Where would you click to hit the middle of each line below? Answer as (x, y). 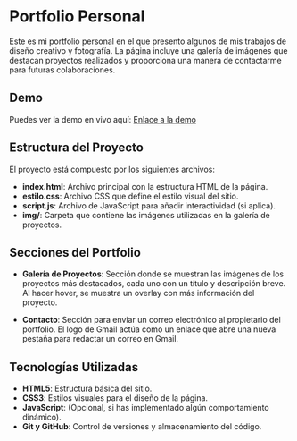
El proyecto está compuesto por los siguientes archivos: (112, 169)
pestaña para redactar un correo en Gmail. (100, 339)
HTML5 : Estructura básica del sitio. (87, 389)
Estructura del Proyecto (77, 148)
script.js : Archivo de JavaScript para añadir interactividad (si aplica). (149, 205)
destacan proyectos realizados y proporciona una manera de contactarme (146, 60)
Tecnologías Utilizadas (74, 367)
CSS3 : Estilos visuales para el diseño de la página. (115, 398)
